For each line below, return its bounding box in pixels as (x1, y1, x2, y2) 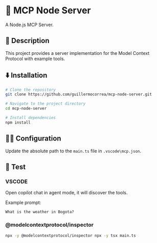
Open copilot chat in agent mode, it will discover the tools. (5, 190, 128, 196)
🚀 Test (5, 163, 26, 171)
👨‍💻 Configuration (5, 134, 61, 143)
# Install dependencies (5, 115, 56, 120)
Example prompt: (5, 199, 41, 206)
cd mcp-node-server (5, 106, 47, 111)
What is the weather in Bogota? (5, 210, 74, 215)
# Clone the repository (5, 87, 56, 92)
